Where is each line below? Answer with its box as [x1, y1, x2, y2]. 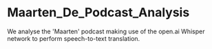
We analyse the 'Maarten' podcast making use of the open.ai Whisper [7, 27, 205, 35]
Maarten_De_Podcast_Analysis [7, 5, 190, 20]
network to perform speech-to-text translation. [7, 34, 140, 42]
